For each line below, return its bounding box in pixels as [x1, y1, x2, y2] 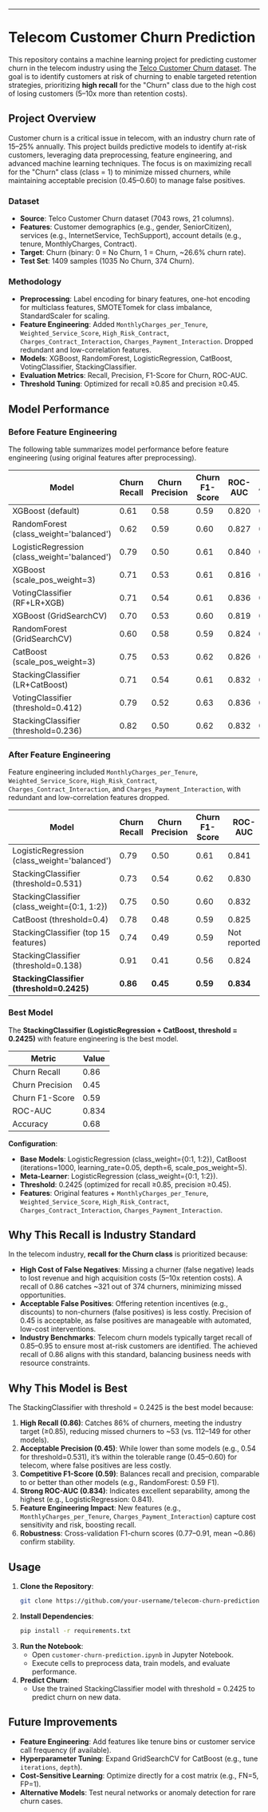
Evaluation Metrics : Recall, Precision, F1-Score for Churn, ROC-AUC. [19, 371, 248, 380]
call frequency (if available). [19, 1745, 112, 1754]
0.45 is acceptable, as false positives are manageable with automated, [19, 1316, 252, 1325]
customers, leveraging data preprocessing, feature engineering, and [8, 149, 233, 160]
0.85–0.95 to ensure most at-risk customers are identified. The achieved [19, 1341, 258, 1351]
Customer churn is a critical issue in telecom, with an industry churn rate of [8, 133, 256, 142]
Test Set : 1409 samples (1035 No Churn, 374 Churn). [19, 257, 195, 266]
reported [227, 937, 261, 948]
